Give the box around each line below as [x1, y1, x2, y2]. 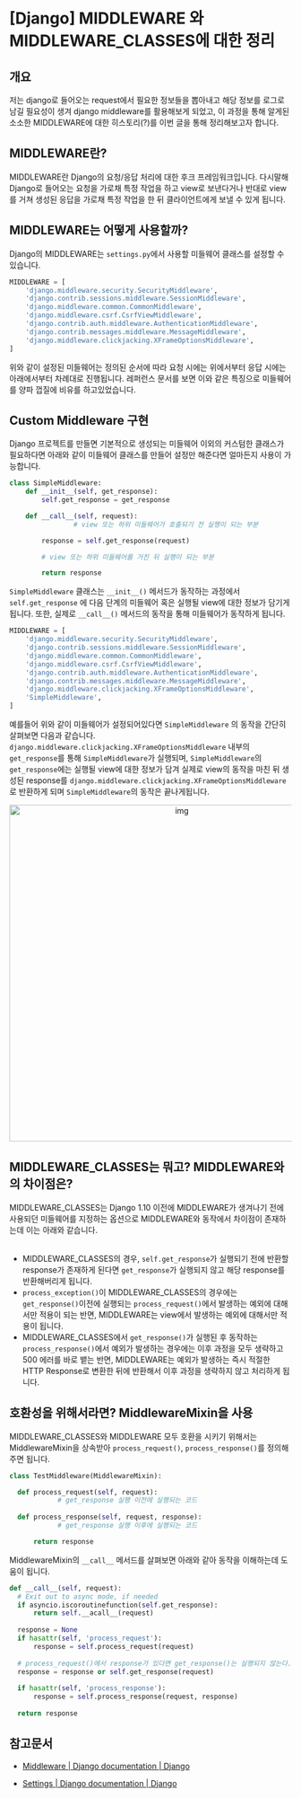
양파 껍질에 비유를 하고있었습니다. [18, 383, 136, 395]
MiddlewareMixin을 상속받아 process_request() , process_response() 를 [9, 1442, 266, 1453]
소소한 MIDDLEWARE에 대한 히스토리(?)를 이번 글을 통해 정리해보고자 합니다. [9, 118, 279, 128]
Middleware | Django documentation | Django [21, 1760, 191, 1771]
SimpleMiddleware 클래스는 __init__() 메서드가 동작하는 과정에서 [9, 586, 240, 597]
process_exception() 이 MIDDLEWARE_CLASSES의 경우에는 [21, 1286, 238, 1298]
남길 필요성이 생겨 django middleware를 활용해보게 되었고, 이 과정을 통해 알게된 [9, 106, 289, 117]
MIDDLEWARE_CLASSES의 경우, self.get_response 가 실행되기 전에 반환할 [21, 1253, 289, 1264]
